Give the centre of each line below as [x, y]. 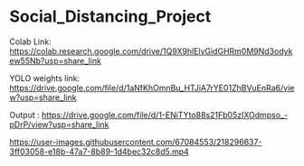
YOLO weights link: [45, 78]
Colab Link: [30, 41]
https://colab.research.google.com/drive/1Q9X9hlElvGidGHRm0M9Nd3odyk [151, 51]
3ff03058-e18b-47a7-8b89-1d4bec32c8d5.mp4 [100, 152]
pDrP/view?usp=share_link [59, 124]
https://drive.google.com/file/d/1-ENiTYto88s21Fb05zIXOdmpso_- [164, 115]
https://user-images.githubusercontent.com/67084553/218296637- [136, 142]
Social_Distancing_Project [110, 17]
